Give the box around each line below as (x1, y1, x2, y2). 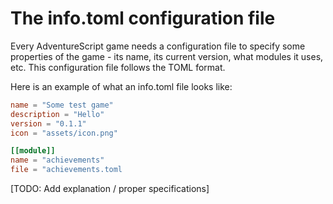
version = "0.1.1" (10, 118, 87, 129)
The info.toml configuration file (10, 7, 276, 30)
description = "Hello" (10, 109, 105, 119)
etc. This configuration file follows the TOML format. (10, 61, 226, 73)
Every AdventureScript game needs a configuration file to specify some (10, 40, 306, 52)
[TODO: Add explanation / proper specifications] (10, 183, 210, 195)
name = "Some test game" (10, 100, 114, 110)
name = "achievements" (10, 155, 105, 166)
